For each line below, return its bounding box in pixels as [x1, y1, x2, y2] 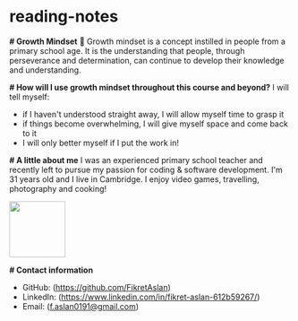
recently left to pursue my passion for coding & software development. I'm [9, 164, 284, 175]
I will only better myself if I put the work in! [21, 137, 180, 148]
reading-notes [9, 6, 119, 27]
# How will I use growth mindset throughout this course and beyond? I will [9, 82, 289, 92]
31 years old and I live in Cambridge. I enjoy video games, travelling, [9, 173, 260, 185]
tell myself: [9, 91, 50, 102]
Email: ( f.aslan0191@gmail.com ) [21, 300, 140, 311]
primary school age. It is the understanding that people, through [9, 45, 245, 56]
